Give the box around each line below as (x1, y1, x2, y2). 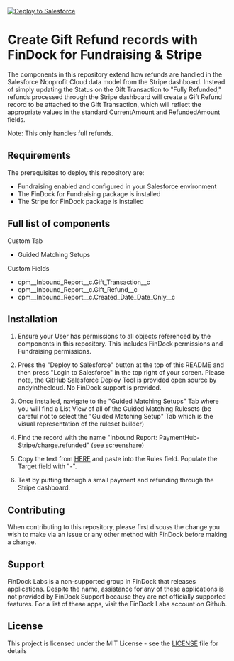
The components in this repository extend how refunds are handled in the (7, 70, 223, 79)
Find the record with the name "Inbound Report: (17, 434, 158, 442)
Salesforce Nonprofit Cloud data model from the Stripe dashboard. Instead (7, 77, 225, 86)
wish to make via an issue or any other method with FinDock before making (7, 531, 228, 539)
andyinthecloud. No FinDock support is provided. (17, 383, 162, 392)
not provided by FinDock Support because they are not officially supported (7, 592, 226, 601)
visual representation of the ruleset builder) (17, 419, 145, 428)
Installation (7, 313, 58, 325)
